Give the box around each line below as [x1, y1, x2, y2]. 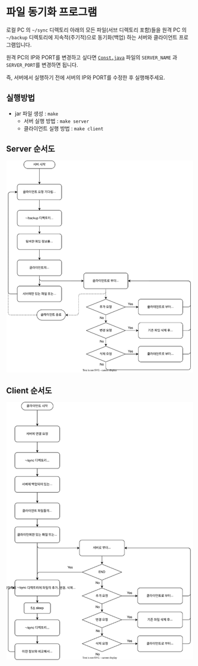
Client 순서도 [6, 385, 52, 396]
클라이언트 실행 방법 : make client [23, 124, 104, 132]
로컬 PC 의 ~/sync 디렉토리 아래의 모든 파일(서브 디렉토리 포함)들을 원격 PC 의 [6, 26, 187, 33]
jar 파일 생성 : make [14, 110, 59, 117]
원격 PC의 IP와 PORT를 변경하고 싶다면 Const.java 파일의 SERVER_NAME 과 [6, 54, 178, 61]
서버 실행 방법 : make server [23, 117, 90, 124]
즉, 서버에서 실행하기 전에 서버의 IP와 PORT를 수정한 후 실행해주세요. [6, 74, 165, 81]
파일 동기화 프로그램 [6, 5, 98, 19]
